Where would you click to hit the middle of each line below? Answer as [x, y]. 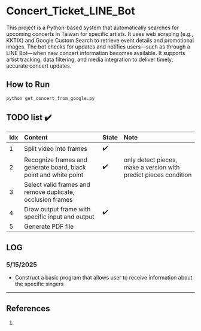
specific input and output [59, 217]
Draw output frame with [57, 209]
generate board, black [55, 167]
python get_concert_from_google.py [51, 98]
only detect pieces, [150, 160]
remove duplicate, [49, 192]
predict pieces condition [158, 175]
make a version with [152, 167]
